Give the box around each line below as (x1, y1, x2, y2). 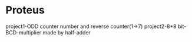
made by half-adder (42, 29, 91, 36)
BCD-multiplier (5, 29, 42, 36)
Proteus (5, 3, 45, 17)
